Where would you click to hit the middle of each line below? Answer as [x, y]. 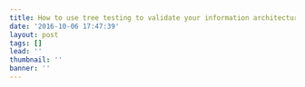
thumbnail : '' [36, 60]
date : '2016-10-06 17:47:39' [64, 26]
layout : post [34, 34]
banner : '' [30, 69]
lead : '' [26, 52]
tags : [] [26, 43]
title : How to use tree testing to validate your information [129, 18]
